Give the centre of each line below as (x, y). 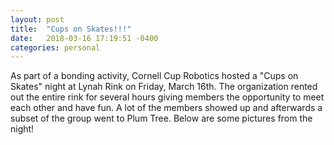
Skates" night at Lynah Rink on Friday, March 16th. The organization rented (164, 87)
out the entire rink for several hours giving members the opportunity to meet (167, 97)
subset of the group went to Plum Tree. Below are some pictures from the (161, 118)
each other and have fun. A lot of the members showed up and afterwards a (166, 108)
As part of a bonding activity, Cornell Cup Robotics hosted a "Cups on (154, 76)
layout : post (37, 19)
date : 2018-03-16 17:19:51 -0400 (84, 38)
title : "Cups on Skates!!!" (71, 29)
